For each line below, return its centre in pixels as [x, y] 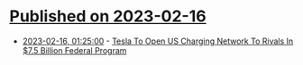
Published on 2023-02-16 [108, 16]
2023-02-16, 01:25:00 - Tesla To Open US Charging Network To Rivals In [158, 41]
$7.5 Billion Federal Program [74, 50]
